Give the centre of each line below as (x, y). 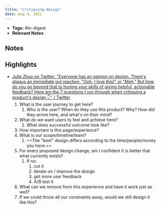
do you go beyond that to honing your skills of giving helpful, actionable (83, 87)
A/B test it (44, 181)
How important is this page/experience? (59, 130)
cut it (39, 166)
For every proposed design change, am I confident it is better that (85, 150)
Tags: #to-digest (29, 28)
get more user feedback (58, 176)
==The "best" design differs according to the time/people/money (91, 140)
